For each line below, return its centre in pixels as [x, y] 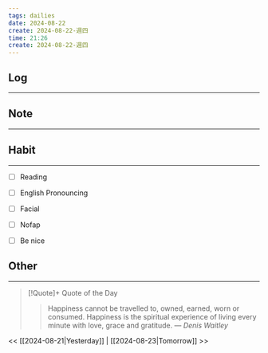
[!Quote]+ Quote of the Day [73, 292]
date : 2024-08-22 [37, 23]
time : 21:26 [28, 38]
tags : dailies [32, 16]
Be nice [32, 241]
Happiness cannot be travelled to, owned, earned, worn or [144, 308]
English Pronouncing [54, 193]
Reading [33, 177]
